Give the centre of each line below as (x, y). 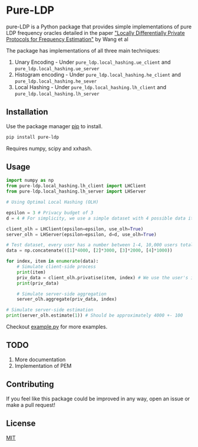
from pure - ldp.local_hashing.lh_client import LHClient (76, 186)
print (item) (31, 272)
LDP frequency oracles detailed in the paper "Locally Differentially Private (95, 32)
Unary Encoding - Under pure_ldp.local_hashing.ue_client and (93, 62)
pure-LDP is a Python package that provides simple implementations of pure (99, 27)
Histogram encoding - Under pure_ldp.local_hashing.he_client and (98, 74)
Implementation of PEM (43, 366)
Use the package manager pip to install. (55, 126)
